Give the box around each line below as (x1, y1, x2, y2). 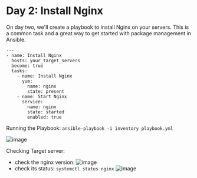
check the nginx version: (14, 159, 75, 166)
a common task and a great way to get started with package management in (6, 29, 192, 36)
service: (21, 99, 44, 105)
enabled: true (27, 114, 62, 120)
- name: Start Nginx (17, 93, 67, 99)
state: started (27, 109, 65, 115)
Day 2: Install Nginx (6, 4, 103, 18)
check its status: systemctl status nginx (14, 164, 114, 172)
